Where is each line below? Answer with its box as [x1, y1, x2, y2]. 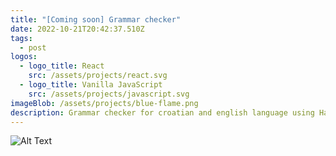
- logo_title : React [19, 61, 105, 71]
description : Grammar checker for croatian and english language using [10, 107, 315, 118]
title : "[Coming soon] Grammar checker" [10, 14, 182, 25]
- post [19, 42, 47, 53]
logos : [10, 52, 38, 62]
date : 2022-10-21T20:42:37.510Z [10, 24, 145, 34]
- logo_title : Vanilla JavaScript [19, 80, 163, 90]
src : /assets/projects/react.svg [28, 71, 168, 81]
